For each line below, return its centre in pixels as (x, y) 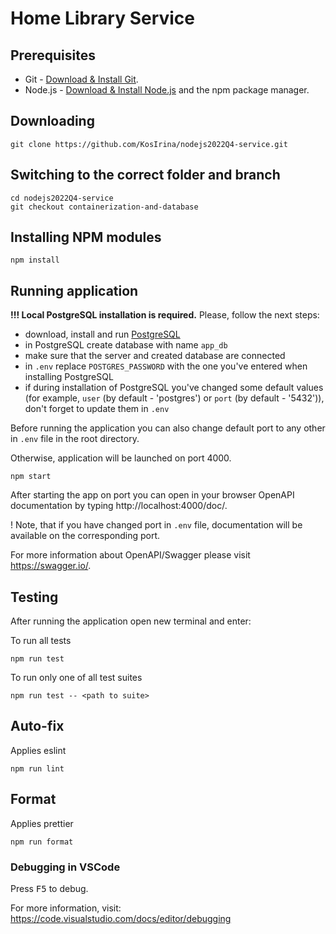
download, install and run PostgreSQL (102, 334)
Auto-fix (37, 726)
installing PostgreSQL (69, 377)
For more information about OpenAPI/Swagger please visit (130, 555)
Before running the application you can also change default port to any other (168, 428)
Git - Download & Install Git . (81, 79)
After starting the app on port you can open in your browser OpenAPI (152, 495)
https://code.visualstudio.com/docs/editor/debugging (121, 918)
